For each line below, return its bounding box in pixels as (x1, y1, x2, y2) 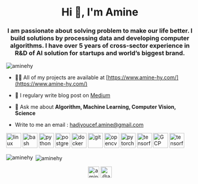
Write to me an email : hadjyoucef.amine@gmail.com (14, 121, 144, 129)
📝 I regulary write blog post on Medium (14, 92, 111, 99)
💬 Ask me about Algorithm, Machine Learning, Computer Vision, (14, 104, 177, 111)
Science (14, 110, 36, 117)
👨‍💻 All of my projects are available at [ (14, 74, 108, 81)
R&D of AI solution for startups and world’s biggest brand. (14, 49, 186, 57)
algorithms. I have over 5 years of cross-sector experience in (10, 42, 190, 50)
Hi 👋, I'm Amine (61, 5, 139, 19)
